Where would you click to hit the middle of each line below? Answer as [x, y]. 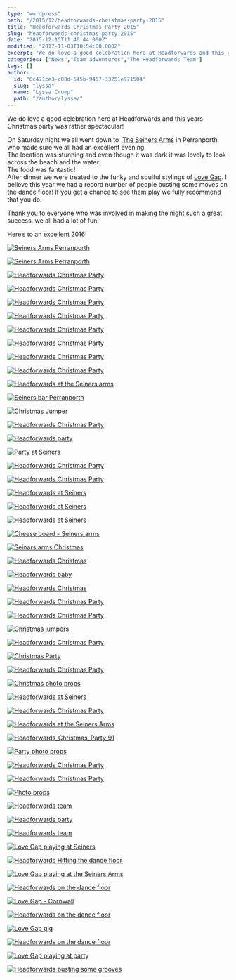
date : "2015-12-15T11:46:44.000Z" [58, 40]
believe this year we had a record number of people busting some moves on [118, 184]
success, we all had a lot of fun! [53, 221]
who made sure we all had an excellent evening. [77, 147]
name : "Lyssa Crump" [44, 92]
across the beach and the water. [54, 162]
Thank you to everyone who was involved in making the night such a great [115, 213]
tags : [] [20, 66]
